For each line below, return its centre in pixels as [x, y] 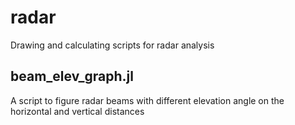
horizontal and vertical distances [77, 111]
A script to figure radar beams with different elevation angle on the [147, 100]
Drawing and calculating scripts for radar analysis [112, 45]
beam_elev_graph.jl [72, 76]
